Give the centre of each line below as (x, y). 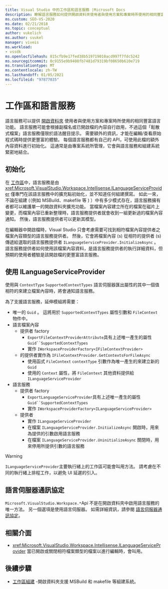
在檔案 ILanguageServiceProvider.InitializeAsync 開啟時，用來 (93, 427)
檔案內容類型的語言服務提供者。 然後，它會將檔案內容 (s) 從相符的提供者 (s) (83, 236)
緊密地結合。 (18, 152)
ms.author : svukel (24, 38)
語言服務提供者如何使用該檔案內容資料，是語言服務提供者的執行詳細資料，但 (84, 248)
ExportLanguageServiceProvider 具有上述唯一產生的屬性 (84, 397)
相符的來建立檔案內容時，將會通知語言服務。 (51, 291)
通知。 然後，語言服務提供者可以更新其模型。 (52, 219)
